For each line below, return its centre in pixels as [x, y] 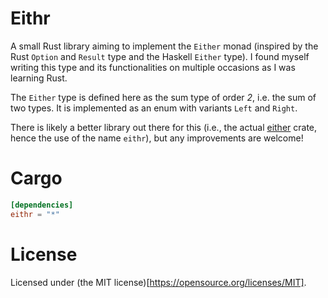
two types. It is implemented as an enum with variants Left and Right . [154, 108]
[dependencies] [42, 205]
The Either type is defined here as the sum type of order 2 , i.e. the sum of [163, 97]
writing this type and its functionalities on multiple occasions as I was [153, 67]
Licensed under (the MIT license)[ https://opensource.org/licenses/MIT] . [158, 282]
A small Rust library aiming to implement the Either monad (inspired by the [164, 46]
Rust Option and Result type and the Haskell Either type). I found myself [160, 56]
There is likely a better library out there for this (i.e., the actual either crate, [164, 127]
